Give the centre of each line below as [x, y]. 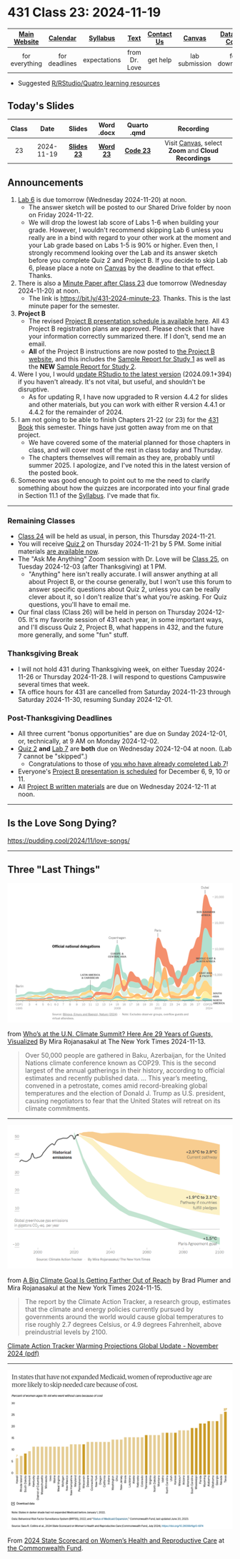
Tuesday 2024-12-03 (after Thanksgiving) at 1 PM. [92, 567]
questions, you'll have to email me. [79, 605]
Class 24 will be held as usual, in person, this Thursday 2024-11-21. [117, 536]
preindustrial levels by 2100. [66, 1332]
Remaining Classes [41, 521]
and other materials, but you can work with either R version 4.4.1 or [127, 405]
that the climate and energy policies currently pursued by [109, 1309]
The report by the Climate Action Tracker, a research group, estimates [127, 1302]
